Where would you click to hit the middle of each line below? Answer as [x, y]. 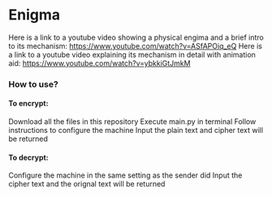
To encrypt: [28, 104]
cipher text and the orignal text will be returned [87, 184]
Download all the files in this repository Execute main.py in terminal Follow [132, 122]
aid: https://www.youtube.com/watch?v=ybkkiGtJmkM [99, 63]
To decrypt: [28, 157]
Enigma [35, 15]
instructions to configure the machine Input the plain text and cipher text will [136, 131]
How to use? [33, 84]
